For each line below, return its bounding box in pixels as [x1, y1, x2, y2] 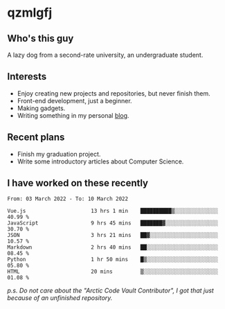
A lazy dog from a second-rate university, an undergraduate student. [7, 51, 204, 59]
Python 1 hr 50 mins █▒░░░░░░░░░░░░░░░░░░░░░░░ [7, 256, 218, 263]
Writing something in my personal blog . [17, 111, 129, 119]
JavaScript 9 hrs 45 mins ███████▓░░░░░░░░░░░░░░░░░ [7, 220, 218, 227]
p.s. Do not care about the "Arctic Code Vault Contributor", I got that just [7, 286, 215, 295]
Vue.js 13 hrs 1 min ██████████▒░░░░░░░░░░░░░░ [7, 208, 218, 215]
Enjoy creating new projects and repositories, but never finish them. [17, 89, 211, 98]
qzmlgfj [7, 5, 53, 21]
